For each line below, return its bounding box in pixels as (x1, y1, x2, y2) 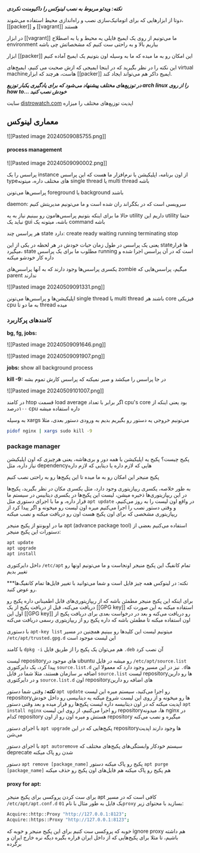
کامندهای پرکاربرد (7, 315, 52, 324)
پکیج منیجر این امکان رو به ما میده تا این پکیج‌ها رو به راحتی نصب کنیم (7, 473, 160, 481)
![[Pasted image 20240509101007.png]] (7, 387, 104, 395)
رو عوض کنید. (7, 586, 37, 593)
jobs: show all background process (7, 364, 93, 371)
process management (7, 146, 62, 154)
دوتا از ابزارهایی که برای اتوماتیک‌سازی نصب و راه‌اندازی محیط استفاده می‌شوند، (7, 17, 184, 23)
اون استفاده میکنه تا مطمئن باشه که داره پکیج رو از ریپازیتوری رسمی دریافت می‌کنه (7, 616, 191, 624)
